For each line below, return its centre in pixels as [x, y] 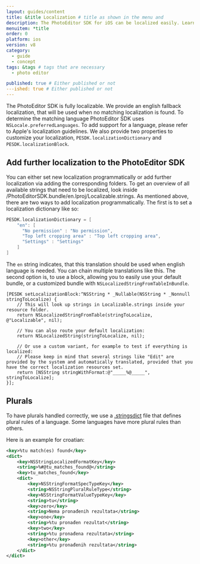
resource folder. [28, 310]
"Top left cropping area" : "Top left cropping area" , [91, 236]
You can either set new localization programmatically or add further [89, 177]
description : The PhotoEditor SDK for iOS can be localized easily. [93, 23]
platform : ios [24, 39]
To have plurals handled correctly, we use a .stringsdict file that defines [94, 416]
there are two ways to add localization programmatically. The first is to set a [99, 202]
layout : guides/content [36, 12]
